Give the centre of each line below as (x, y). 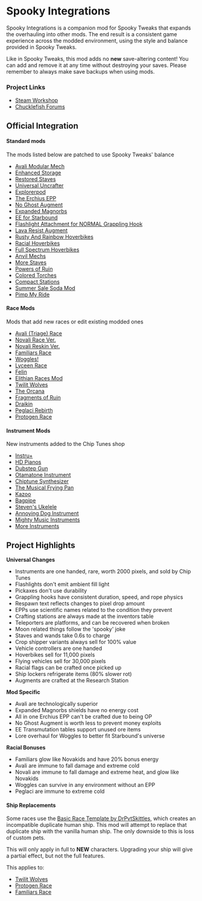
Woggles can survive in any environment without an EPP (85, 785)
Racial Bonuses (26, 748)
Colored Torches (36, 275)
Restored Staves (35, 179)
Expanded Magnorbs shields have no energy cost (77, 710)
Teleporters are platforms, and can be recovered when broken (92, 623)
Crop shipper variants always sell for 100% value (76, 642)
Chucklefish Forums (40, 107)
